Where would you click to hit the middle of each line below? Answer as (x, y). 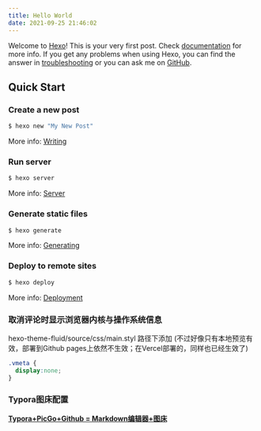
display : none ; (38, 370)
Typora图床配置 (38, 399)
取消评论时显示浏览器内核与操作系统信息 (85, 319)
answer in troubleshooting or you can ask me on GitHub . (100, 62)
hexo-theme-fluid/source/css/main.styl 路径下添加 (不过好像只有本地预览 (127, 338)
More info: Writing (38, 141)
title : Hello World (40, 15)
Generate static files (48, 214)
